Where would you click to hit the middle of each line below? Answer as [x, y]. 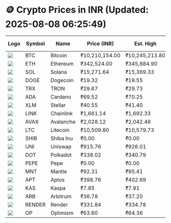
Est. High [145, 43]
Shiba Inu [62, 138]
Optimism [62, 213]
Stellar [58, 105]
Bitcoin [59, 55]
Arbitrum [61, 196]
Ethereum [62, 63]
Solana [59, 72]
